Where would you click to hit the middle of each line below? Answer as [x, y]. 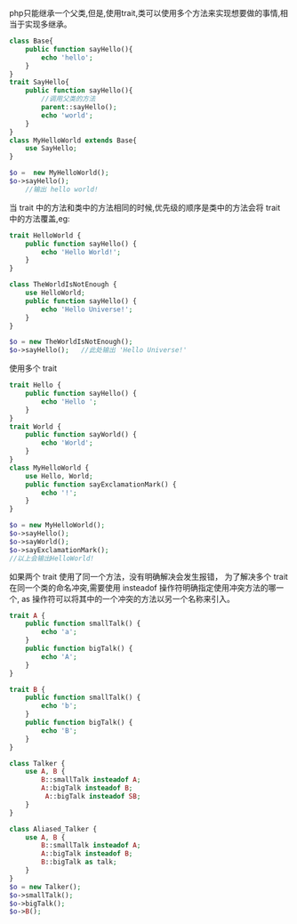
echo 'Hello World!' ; [81, 252]
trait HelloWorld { [45, 235]
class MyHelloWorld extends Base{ [73, 141]
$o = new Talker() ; [45, 887]
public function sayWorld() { [81, 435]
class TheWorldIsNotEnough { [63, 285]
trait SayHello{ [39, 83]
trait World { [36, 426]
